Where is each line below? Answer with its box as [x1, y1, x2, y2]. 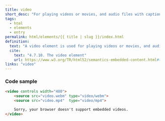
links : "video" [5, 62, 36, 67]
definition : [5, 39, 29, 44]
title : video [5, 7, 32, 12]
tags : [5, 16, 16, 21]
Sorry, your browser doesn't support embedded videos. [14, 107, 129, 112]
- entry [9, 30, 26, 35]
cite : [9, 48, 21, 53]
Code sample [5, 78, 38, 85]
